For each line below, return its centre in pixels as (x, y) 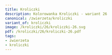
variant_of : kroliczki (28, 23)
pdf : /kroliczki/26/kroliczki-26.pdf (43, 32)
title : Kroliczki (23, 9)
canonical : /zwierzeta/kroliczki (39, 18)
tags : (10, 36)
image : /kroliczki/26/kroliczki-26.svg (45, 27)
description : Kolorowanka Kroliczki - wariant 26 (56, 14)
